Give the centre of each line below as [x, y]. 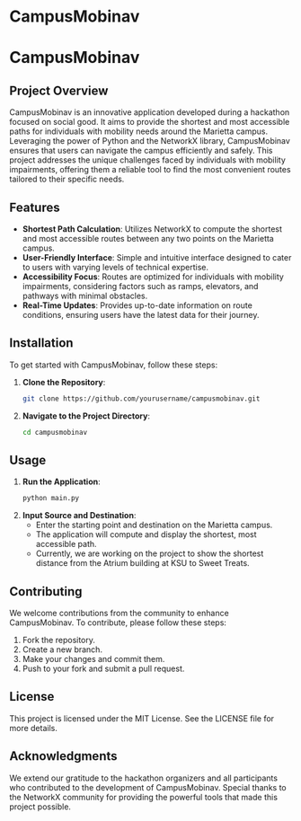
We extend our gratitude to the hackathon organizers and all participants [144, 778]
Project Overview [59, 90]
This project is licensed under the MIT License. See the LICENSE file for [142, 718]
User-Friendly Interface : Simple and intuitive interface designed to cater [157, 257]
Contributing [46, 591]
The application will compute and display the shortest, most [146, 534]
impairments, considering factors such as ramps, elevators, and [140, 286]
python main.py [51, 499]
